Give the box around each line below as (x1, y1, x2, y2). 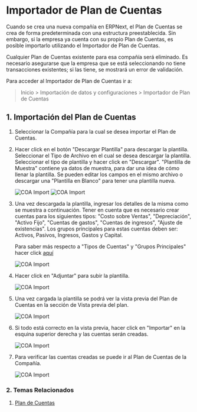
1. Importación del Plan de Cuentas (6, 112, 137, 122)
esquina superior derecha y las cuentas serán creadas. (14, 330, 149, 338)
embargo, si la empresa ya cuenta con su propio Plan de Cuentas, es (6, 35, 173, 43)
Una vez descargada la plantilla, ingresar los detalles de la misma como (14, 200, 189, 207)
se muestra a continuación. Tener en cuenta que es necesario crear (14, 206, 180, 213)
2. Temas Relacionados (6, 385, 74, 394)
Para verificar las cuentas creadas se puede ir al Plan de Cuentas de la (14, 353, 187, 361)
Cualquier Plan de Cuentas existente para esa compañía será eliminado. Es (6, 53, 188, 60)
